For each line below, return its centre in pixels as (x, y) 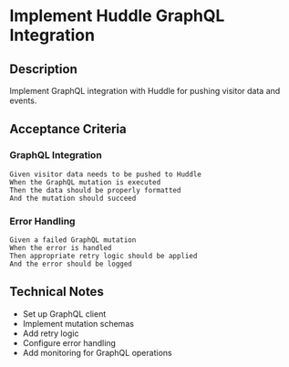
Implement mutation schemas (78, 323)
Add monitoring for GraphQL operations (97, 352)
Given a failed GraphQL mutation (73, 240)
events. (23, 100)
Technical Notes (57, 292)
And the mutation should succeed (73, 198)
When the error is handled (61, 247)
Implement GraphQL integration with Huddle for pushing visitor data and (145, 91)
